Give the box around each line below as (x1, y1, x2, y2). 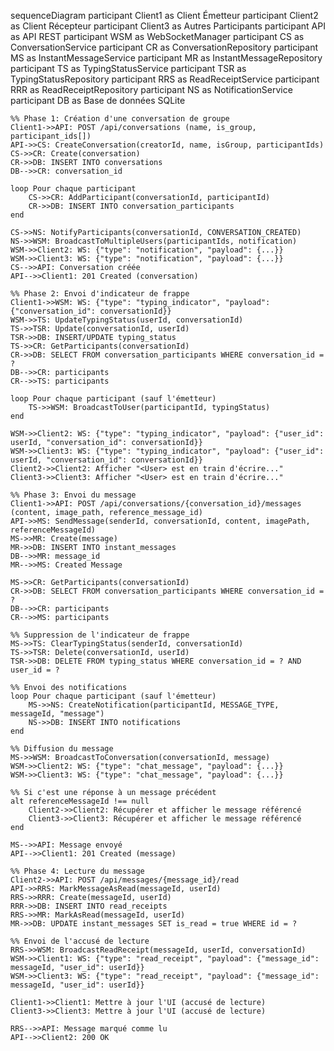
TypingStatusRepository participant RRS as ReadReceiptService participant (10, 73, 320, 85)
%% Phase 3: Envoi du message (10, 490, 137, 500)
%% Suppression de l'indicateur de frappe (10, 630, 190, 640)
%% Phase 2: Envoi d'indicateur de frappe (10, 289, 190, 299)
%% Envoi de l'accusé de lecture (10, 936, 150, 946)
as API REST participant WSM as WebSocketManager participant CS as (10, 31, 305, 42)
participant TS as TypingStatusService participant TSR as (10, 63, 247, 74)
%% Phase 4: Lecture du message (10, 866, 145, 876)
